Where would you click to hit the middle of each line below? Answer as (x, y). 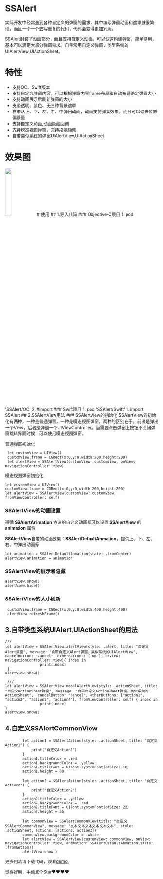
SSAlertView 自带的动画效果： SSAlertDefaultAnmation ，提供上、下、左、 (80, 539)
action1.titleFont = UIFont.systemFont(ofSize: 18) (76, 767)
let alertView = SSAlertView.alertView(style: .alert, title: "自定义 (77, 646)
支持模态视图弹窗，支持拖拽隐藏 (44, 130)
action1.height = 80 (43, 772)
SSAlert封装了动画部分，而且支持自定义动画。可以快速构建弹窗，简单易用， (81, 39)
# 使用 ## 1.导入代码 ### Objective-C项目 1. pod (85, 214)
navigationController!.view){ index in (45, 660)
